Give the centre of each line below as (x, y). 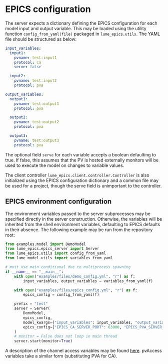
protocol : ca (28, 62)
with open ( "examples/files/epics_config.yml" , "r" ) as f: (76, 290)
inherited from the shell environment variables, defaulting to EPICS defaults (83, 224)
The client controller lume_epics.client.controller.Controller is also (77, 175)
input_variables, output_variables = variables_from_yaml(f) (88, 281)
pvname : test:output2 (36, 122)
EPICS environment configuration (58, 202)
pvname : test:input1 (35, 58)
